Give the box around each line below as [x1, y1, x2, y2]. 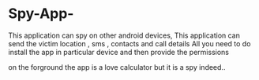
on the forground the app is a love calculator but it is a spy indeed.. [8, 62, 226, 71]
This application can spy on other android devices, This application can [8, 31, 241, 40]
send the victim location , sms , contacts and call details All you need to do [8, 38, 251, 48]
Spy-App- [8, 5, 74, 23]
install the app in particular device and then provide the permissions [8, 47, 229, 56]
